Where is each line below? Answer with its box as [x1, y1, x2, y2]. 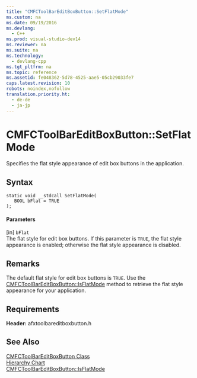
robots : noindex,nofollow [6, 86, 70, 92]
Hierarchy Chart [6, 359, 46, 366]
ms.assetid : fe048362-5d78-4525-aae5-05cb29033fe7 [6, 75, 134, 81]
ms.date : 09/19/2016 [6, 20, 58, 25]
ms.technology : [6, 53, 44, 59]
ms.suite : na [6, 47, 39, 53]
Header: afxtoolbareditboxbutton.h [6, 320, 92, 327]
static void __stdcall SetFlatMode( [6, 193, 97, 199]
